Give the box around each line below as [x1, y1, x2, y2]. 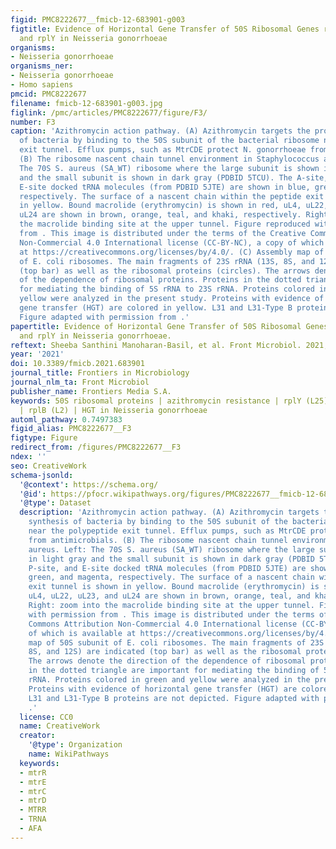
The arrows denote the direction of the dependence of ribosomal [28, 656, 307, 666]
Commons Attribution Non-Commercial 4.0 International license [28, 619, 298, 629]
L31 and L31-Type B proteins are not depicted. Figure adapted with [28, 693, 320, 703]
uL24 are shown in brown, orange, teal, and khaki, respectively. [19, 210, 302, 220]
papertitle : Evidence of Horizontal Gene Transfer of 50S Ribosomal [10, 321, 302, 331]
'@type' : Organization [28, 740, 123, 750]
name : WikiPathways [28, 749, 110, 759]
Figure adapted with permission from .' [19, 312, 190, 322]
